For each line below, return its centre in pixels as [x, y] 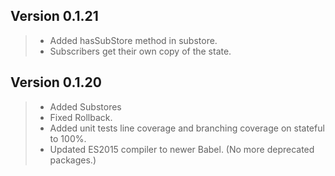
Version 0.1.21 [54, 16]
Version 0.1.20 [56, 82]
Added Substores [85, 106]
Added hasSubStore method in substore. [133, 40]
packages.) [73, 160]
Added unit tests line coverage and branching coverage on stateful [187, 128]
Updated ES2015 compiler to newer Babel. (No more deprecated [182, 149]
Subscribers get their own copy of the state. [140, 51]
